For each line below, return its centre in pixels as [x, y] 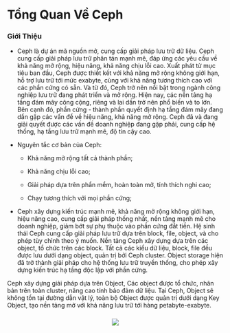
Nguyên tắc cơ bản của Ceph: [59, 145]
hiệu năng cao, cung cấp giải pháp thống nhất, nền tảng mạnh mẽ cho [116, 219]
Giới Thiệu [25, 36]
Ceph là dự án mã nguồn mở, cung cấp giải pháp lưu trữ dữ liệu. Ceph [116, 51]
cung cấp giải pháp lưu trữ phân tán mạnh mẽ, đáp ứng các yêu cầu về [117, 58]
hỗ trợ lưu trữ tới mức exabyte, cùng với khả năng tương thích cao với [115, 80]
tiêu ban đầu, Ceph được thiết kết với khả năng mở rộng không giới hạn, [118, 73]
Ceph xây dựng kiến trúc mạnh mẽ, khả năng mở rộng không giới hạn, [116, 212]
